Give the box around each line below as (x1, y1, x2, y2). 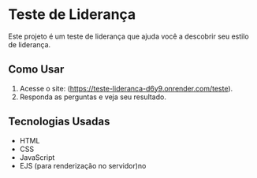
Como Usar (8, 63, 65, 76)
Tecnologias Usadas (8, 115, 110, 128)
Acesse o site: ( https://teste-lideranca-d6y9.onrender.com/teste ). (19, 83, 233, 93)
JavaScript (19, 152, 55, 162)
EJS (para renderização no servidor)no (19, 161, 147, 170)
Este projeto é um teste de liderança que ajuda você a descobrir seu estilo (8, 32, 250, 41)
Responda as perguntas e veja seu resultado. (19, 92, 167, 102)
